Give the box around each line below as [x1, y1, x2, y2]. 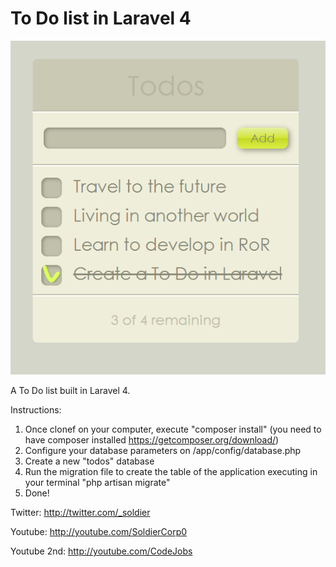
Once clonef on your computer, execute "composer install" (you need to [24, 423, 322, 436]
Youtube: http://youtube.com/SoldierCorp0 [10, 526, 188, 538]
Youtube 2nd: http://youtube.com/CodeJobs [10, 545, 193, 557]
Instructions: [10, 404, 62, 416]
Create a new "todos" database [24, 455, 155, 467]
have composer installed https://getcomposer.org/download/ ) [24, 434, 280, 446]
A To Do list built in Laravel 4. [10, 385, 131, 397]
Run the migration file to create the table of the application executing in [24, 466, 318, 478]
